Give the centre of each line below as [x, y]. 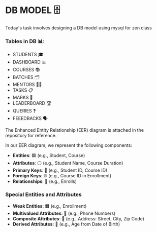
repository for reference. [31, 136]
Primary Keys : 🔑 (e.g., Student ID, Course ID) [60, 170]
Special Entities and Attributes [44, 195]
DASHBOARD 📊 [29, 62]
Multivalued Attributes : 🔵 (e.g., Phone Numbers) [64, 213]
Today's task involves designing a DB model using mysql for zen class [79, 28]
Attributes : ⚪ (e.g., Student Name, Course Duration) [68, 163]
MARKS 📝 [23, 98]
